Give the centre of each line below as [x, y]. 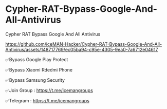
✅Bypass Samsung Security [35, 80]
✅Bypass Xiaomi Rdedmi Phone [39, 69]
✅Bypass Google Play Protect [37, 59]
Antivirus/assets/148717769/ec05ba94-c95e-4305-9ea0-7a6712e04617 [82, 49]
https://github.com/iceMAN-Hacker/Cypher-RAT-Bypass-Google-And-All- [84, 44]
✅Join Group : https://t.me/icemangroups [49, 90]
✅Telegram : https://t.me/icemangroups [48, 100]
